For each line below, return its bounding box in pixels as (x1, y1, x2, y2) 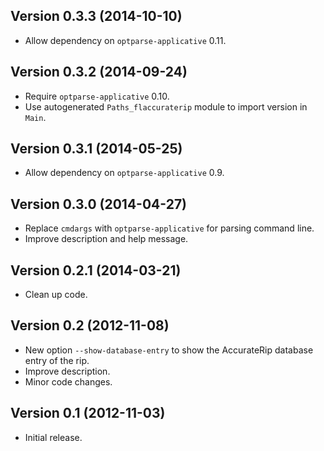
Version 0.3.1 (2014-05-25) (10, 140, 183, 158)
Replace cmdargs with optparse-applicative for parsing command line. (24, 222, 315, 234)
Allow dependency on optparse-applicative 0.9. (24, 167, 225, 179)
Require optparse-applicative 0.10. (24, 90, 170, 102)
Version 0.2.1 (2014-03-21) (10, 262, 182, 279)
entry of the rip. (24, 354, 90, 366)
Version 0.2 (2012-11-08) (10, 317, 170, 334)
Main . (24, 111, 47, 123)
